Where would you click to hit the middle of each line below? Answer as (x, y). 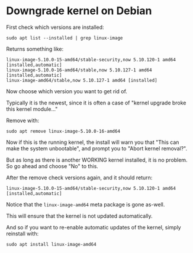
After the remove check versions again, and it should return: (79, 178)
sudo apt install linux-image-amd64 (51, 244)
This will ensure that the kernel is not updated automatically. (79, 216)
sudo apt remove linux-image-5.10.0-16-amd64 (63, 131)
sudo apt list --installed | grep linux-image (65, 38)
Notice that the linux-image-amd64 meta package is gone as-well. (86, 204)
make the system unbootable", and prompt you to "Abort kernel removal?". (97, 148)
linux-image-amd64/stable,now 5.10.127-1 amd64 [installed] (82, 80)
